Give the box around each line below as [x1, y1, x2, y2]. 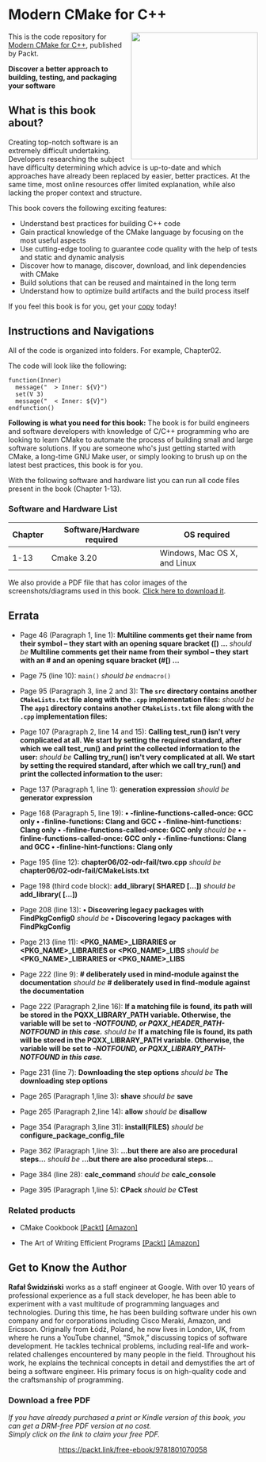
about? [8, 117, 44, 130]
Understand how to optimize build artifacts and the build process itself [19, 286, 249, 295]
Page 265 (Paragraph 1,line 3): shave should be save [19, 1091, 193, 1100]
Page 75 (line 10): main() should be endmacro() [19, 670, 172, 680]
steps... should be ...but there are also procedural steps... [19, 1154, 214, 1164]
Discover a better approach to [8, 63, 108, 73]
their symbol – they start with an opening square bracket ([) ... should [19, 639, 252, 648]
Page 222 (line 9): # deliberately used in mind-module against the [19, 969, 239, 979]
